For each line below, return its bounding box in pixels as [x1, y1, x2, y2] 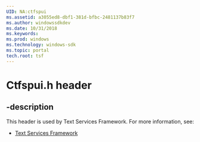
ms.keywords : [6, 31, 39, 37]
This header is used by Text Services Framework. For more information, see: [6, 118, 194, 125]
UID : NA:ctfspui [6, 8, 47, 15]
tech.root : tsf [6, 53, 44, 59]
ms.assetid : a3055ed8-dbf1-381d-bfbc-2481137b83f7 [6, 14, 135, 20]
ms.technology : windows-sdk [6, 42, 76, 48]
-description [6, 102, 54, 112]
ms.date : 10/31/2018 [6, 25, 58, 31]
